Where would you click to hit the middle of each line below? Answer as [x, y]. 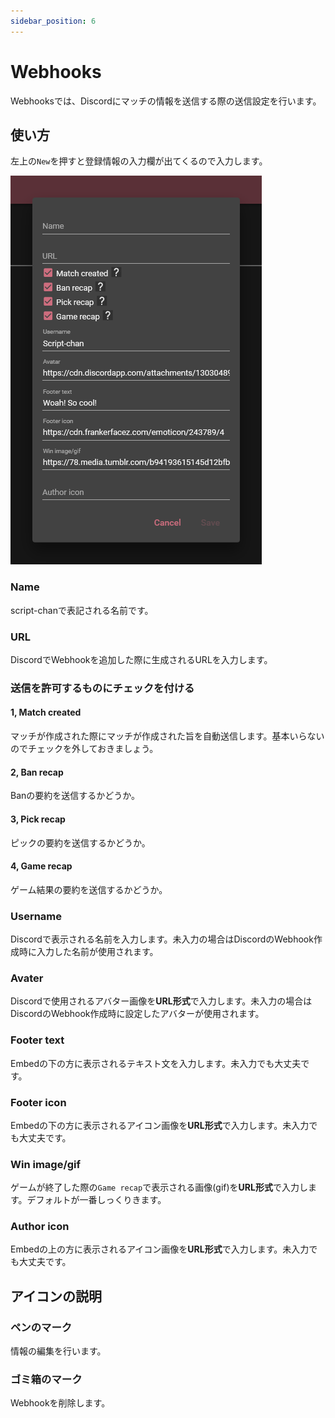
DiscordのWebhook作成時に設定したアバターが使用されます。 [137, 1014]
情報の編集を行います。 [58, 1351]
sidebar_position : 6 [53, 21]
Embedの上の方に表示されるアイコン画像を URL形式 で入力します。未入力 [160, 1249]
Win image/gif [46, 1164]
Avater [27, 978]
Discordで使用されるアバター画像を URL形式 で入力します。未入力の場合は [161, 1001]
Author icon [40, 1227]
